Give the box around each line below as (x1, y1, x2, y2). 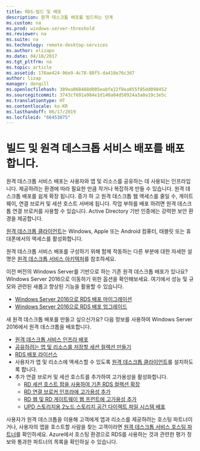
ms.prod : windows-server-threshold (6, 25, 95, 32)
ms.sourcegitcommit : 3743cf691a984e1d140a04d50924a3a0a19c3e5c (6, 92, 167, 98)
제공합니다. (17, 215, 44, 222)
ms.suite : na (6, 36, 39, 42)
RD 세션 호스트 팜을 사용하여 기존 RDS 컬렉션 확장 (23, 381, 140, 388)
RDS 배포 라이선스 (14, 351, 58, 358)
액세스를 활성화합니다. (32, 235, 84, 243)
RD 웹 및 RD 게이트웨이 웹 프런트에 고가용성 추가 (23, 395, 137, 403)
